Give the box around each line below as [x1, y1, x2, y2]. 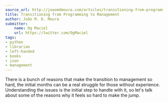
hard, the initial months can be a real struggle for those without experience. [5, 82, 160, 88]
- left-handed [5, 49, 35, 54]
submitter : [5, 21, 28, 26]
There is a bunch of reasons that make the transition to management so [5, 77, 152, 83]
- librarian [5, 44, 30, 49]
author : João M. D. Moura [5, 16, 59, 21]
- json [5, 58, 19, 63]
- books [5, 53, 21, 59]
